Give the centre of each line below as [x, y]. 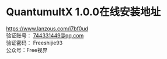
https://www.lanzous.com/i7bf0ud [47, 28]
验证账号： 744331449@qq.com [45, 35]
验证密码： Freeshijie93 [34, 43]
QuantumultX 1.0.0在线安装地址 [83, 12]
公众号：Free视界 [27, 50]
